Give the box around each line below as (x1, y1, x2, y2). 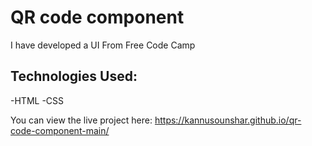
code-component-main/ (10, 124, 110, 136)
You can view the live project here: (10, 114, 153, 126)
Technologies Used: (10, 68, 138, 85)
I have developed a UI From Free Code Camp (10, 39, 196, 51)
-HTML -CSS (10, 94, 65, 106)
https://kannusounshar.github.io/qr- (154, 114, 302, 126)
